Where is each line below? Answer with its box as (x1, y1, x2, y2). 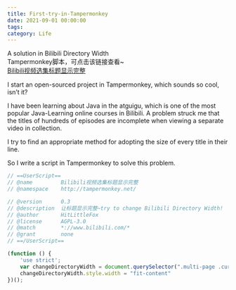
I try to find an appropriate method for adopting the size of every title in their (7, 138, 228, 146)
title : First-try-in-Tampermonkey (7, 10, 109, 18)
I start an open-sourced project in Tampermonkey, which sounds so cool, (7, 80, 220, 89)
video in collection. (7, 124, 62, 132)
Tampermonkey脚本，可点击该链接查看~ (7, 58, 124, 66)
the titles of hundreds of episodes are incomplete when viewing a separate (7, 117, 224, 125)
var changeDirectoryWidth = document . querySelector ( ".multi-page (20, 263, 216, 270)
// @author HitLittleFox (7, 211, 99, 218)
